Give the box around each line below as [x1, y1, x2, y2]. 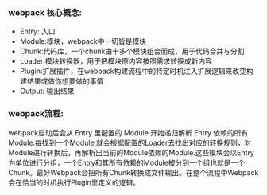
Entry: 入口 [19, 26, 56, 37]
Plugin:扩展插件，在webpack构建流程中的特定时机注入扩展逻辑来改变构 [19, 66, 253, 76]
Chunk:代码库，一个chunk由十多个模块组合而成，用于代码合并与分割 [19, 46, 245, 57]
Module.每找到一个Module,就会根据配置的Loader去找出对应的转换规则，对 [8, 138, 252, 147]
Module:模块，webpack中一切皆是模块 [19, 37, 147, 46]
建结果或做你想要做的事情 [19, 76, 104, 86]
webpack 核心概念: [8, 6, 82, 18]
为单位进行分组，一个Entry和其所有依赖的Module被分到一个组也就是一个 [8, 158, 246, 167]
